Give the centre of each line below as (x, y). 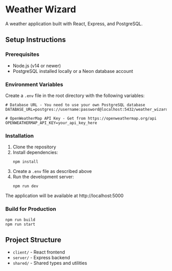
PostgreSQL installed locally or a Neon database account (73, 71)
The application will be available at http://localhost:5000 (64, 196)
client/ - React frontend (39, 252)
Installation (20, 135)
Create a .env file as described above (52, 171)
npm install (25, 162)
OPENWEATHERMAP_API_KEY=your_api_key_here (51, 123)
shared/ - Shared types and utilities (50, 263)
